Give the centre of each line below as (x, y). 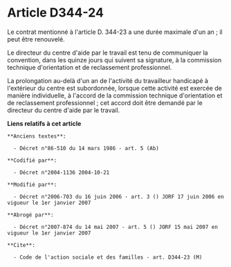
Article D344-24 (55, 13)
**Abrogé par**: (30, 215)
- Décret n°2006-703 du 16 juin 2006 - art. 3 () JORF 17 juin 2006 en (119, 196)
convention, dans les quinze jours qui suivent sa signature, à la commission (114, 59)
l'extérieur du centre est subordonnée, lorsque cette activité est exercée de (115, 88)
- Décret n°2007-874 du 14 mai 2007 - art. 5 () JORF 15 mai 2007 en (115, 227)
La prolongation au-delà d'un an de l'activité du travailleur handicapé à (108, 80)
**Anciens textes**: (37, 136)
